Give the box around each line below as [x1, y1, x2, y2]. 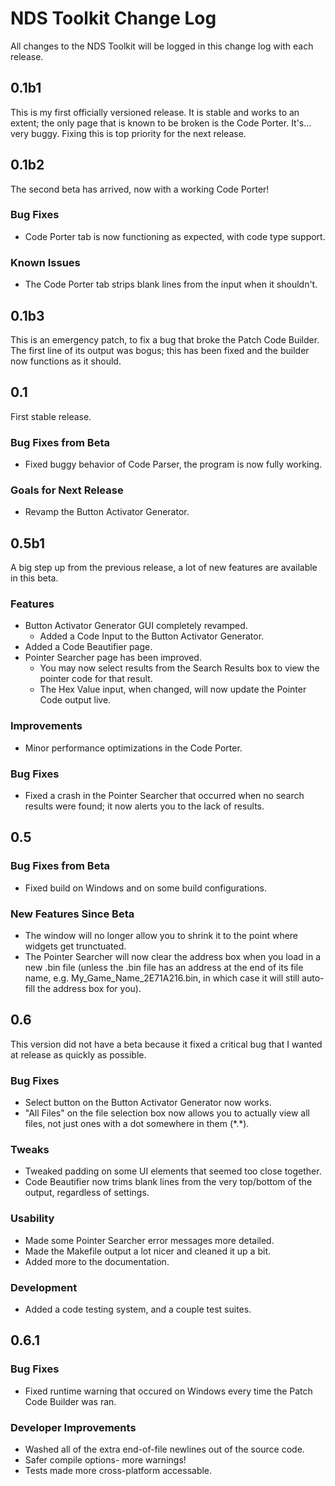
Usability [10, 1212, 55, 1226]
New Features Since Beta [10, 907, 135, 921]
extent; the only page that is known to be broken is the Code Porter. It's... [10, 117, 312, 129]
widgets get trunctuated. [24, 940, 127, 952]
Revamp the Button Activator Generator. [24, 506, 190, 518]
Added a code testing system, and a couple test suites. [24, 1303, 252, 1316]
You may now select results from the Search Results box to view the [39, 662, 320, 674]
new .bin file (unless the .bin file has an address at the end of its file [24, 962, 304, 974]
